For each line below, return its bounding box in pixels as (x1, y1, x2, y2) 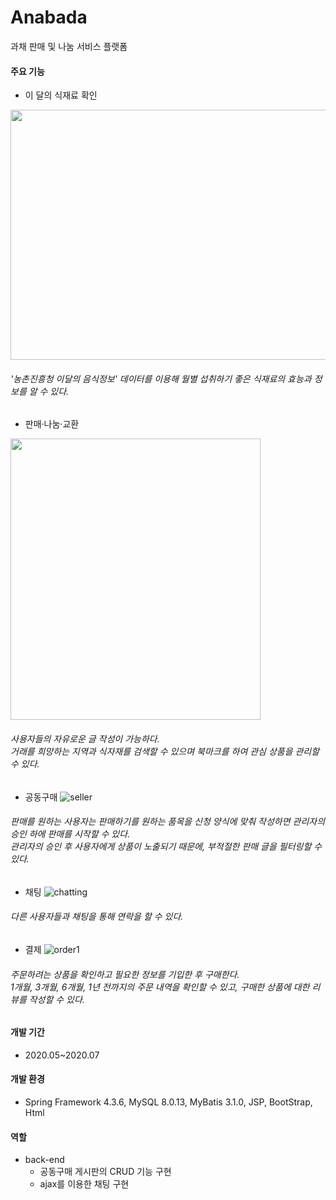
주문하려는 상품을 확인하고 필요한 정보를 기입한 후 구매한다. (10, 968, 240, 980)
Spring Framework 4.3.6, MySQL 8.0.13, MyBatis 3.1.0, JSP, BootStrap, (24, 1096, 313, 1108)
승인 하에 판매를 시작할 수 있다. (10, 828, 131, 840)
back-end (24, 1154, 65, 1166)
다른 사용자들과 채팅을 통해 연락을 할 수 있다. (10, 911, 184, 923)
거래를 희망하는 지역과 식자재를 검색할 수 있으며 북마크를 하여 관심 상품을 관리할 (10, 745, 320, 757)
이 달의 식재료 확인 (24, 89, 98, 101)
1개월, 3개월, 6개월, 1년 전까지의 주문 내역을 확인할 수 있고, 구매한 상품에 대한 (10, 981, 310, 993)
